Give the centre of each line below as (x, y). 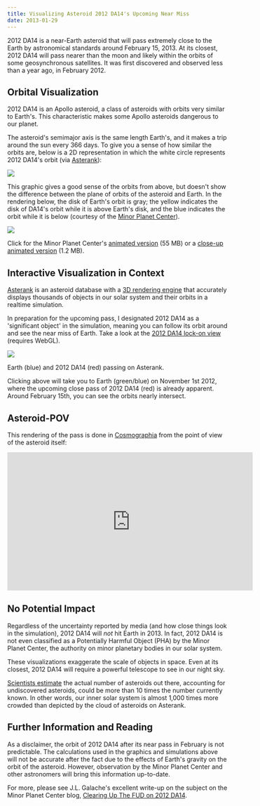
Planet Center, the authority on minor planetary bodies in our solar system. (115, 648)
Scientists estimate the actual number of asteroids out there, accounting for (116, 682)
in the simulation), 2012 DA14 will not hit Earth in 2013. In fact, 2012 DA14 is (115, 633)
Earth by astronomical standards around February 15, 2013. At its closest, (112, 48)
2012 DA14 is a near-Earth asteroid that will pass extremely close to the (110, 40)
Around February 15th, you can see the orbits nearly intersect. (97, 396)
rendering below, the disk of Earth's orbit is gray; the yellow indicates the (113, 201)
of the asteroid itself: (37, 442)
